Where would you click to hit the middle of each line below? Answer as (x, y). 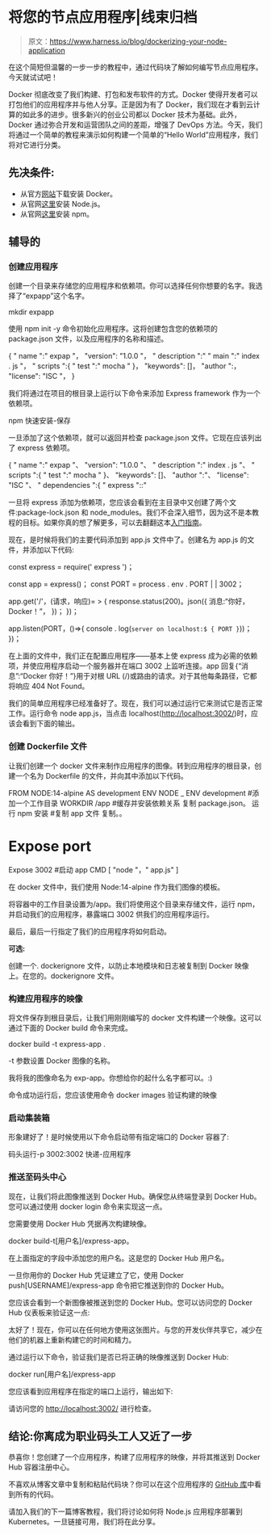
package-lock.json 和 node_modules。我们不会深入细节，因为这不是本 (135, 513)
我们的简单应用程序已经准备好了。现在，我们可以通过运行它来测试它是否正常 (135, 704)
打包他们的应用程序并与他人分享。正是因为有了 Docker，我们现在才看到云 (131, 104)
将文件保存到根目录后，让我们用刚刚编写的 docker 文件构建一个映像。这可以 (135, 1017)
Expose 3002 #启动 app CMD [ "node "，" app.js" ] (94, 869)
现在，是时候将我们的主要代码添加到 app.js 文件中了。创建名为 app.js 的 (128, 540)
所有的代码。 (36, 1494)
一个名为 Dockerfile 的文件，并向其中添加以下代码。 (101, 775)
